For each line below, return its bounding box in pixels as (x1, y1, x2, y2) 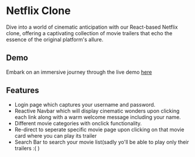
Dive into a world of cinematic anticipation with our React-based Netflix (6, 23, 178, 30)
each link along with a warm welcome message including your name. (14, 113, 182, 121)
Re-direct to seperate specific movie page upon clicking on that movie (14, 126, 184, 133)
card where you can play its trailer (14, 132, 97, 139)
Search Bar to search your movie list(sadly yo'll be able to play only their (14, 138, 189, 145)
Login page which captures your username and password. (14, 101, 156, 108)
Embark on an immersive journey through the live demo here (6, 69, 152, 76)
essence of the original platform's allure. (6, 36, 104, 43)
